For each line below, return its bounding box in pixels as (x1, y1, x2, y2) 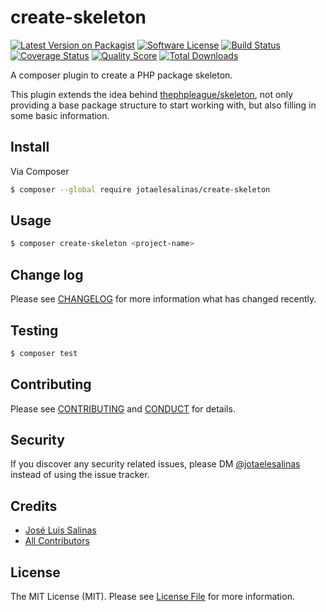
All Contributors (24, 535, 90, 547)
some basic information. (10, 109, 110, 121)
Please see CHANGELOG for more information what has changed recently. (10, 293, 317, 305)
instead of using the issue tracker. (10, 469, 150, 481)
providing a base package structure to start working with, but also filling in (10, 99, 317, 111)
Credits (10, 497, 58, 515)
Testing (10, 322, 59, 339)
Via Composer (10, 165, 70, 177)
